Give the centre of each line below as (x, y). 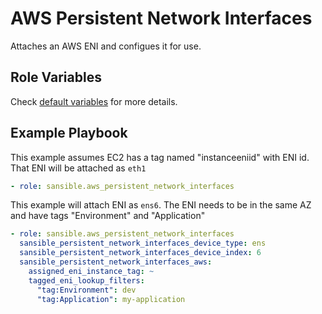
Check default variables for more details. (94, 101)
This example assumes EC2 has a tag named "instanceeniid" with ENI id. (160, 157)
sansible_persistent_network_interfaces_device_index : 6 (140, 253)
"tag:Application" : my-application (111, 299)
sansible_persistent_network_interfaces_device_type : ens (143, 243)
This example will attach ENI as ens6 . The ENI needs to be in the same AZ (161, 205)
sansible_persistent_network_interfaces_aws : (116, 262)
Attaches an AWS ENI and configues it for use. (106, 46)
